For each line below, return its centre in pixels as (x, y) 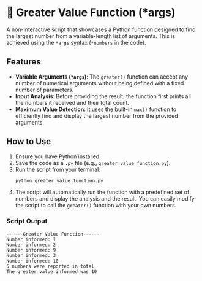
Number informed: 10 (33, 261)
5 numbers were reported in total (50, 266)
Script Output (27, 221)
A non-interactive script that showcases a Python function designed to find (101, 29)
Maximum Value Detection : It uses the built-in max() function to (96, 109)
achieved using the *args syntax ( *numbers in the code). (76, 42)
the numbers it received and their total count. (72, 102)
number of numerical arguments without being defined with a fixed (99, 83)
